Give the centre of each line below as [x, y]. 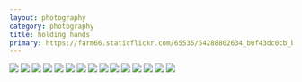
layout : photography [48, 18]
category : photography [52, 26]
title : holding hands [50, 34]
